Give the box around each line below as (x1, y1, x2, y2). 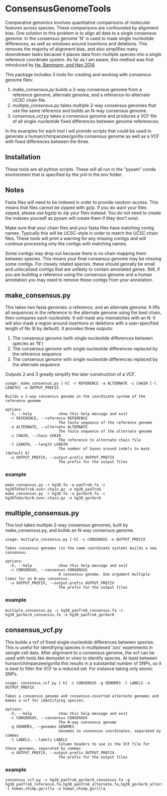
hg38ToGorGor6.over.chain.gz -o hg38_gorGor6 (5, 495, 101, 500)
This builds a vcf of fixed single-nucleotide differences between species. (5, 639, 155, 645)
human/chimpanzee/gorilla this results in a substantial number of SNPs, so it (5, 660, 162, 666)
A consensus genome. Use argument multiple (58, 572, 150, 577)
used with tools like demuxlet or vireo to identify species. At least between (5, 655, 158, 661)
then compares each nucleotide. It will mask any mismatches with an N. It (5, 315, 156, 321)
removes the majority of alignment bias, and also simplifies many (5, 46, 138, 52)
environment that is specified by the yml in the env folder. (5, 171, 123, 177)
